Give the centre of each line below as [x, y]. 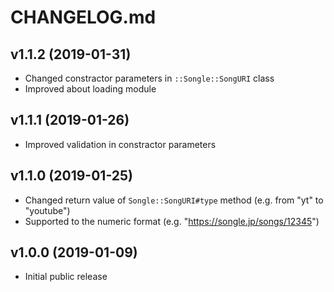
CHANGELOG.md [83, 17]
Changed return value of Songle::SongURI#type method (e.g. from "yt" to [174, 200]
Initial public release [66, 277]
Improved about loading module [90, 89]
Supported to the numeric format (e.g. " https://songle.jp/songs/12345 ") [172, 221]
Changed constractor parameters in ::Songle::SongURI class [149, 78]
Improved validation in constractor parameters [120, 144]
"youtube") [47, 210]
